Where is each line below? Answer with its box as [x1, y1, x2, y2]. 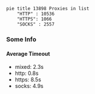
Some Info [6, 35, 37, 43]
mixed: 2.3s [14, 63, 44, 71]
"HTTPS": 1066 [17, 16, 52, 22]
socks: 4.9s [14, 83, 44, 90]
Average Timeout [6, 50, 50, 57]
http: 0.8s [14, 69, 39, 77]
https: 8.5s [14, 76, 42, 83]
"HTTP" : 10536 [17, 11, 55, 17]
